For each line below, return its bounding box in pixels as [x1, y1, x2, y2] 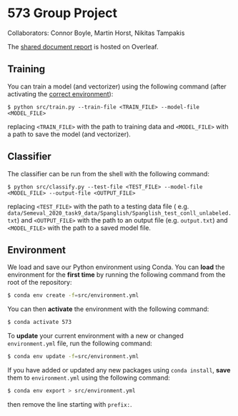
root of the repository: [7, 278, 72, 287]
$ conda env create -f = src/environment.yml [7, 292, 139, 299]
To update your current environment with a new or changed [7, 332, 184, 340]
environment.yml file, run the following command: [7, 339, 152, 347]
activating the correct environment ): [7, 89, 114, 98]
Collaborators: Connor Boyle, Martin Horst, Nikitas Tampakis [7, 29, 185, 37]
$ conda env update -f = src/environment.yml [7, 353, 139, 360]
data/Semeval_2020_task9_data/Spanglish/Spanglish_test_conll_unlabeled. [7, 209, 232, 217]
